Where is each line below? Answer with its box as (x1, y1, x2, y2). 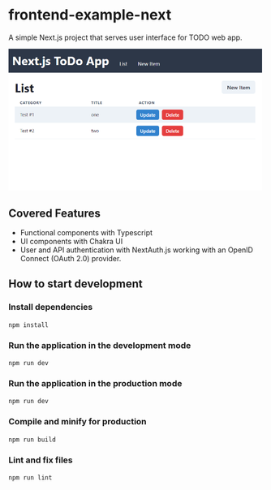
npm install (8, 320, 49, 329)
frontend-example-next (8, 6, 172, 24)
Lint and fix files (8, 454, 73, 466)
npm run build (8, 436, 57, 444)
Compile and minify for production (8, 416, 148, 428)
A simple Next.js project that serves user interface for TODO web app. (8, 32, 243, 42)
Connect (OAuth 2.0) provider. (19, 254, 122, 264)
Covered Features (8, 206, 101, 220)
